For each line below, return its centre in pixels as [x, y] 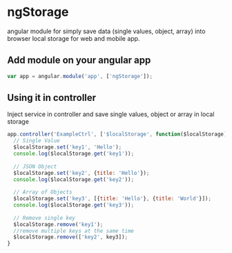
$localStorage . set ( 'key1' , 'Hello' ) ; [68, 147]
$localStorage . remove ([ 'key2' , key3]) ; [71, 237]
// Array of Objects [43, 192]
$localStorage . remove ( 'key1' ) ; [58, 224]
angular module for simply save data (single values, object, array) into [106, 31]
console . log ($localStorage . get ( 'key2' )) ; [74, 179]
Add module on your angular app [79, 60]
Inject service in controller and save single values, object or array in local [111, 114]
